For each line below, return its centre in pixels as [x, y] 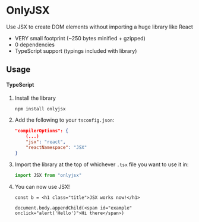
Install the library [35, 98]
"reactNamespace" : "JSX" [56, 148]
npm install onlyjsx [40, 109]
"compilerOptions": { [41, 131]
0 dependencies [35, 45]
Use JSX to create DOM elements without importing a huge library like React [99, 27]
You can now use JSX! [42, 186]
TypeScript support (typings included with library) [76, 50]
